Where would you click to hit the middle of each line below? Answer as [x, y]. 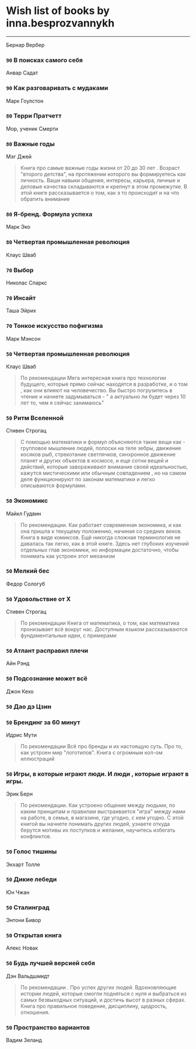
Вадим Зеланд [24, 1040]
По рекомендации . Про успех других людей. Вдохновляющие [98, 987]
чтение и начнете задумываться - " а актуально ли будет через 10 [103, 396]
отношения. [35, 1012]
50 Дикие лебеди [32, 879]
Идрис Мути [21, 735]
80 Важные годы [31, 143]
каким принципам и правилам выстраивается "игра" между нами [103, 811]
